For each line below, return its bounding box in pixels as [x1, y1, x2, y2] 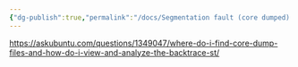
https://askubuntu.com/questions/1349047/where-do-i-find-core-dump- [9, 38, 278, 48]
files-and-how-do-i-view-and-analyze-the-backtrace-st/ [9, 46, 220, 58]
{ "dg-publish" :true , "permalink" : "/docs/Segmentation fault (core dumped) [9, 13, 291, 22]
